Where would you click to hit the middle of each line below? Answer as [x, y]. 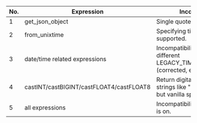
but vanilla [170, 94]
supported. [171, 39]
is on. [164, 111]
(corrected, [172, 70]
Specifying [171, 31]
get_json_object [46, 21]
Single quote [174, 21]
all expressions [45, 107]
